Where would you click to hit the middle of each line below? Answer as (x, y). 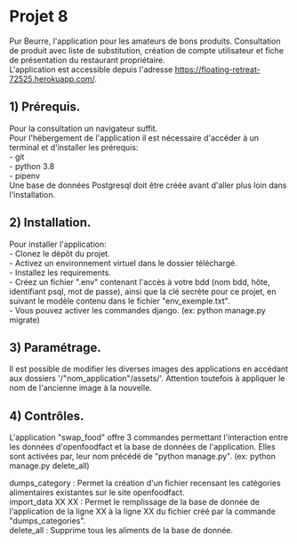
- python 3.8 (32, 166)
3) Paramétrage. (56, 348)
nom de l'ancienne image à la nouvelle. (81, 388)
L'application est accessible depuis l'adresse (91, 69)
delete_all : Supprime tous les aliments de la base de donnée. (121, 531)
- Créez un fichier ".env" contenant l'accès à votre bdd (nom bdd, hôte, (140, 281)
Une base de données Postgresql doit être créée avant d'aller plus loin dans (148, 185)
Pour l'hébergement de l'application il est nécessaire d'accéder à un (134, 138)
